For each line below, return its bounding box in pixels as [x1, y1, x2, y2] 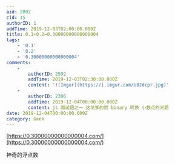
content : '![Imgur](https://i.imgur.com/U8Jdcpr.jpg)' [28, 82, 170, 88]
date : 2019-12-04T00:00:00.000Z [6, 110, 88, 116]
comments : [6, 59, 31, 65]
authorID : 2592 [28, 71, 67, 77]
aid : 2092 [6, 8, 31, 15]
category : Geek [6, 116, 45, 122]
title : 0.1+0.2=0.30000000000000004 [6, 31, 99, 38]
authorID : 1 [6, 20, 36, 26]
